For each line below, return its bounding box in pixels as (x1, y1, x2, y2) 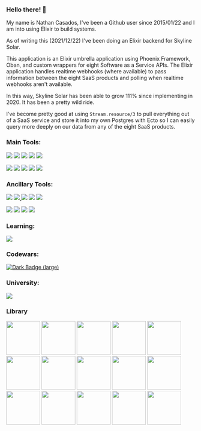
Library (6, 307, 28, 315)
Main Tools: (6, 138, 41, 147)
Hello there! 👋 (6, 5, 47, 14)
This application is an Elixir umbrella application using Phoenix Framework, (6, 55, 191, 63)
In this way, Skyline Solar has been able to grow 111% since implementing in (6, 93, 193, 100)
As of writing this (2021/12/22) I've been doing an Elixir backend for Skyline (6, 37, 192, 44)
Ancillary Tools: (6, 180, 53, 188)
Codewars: (6, 250, 39, 258)
